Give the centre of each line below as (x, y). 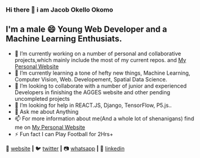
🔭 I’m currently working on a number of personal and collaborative (98, 53)
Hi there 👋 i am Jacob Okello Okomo (59, 10)
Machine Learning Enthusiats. (64, 39)
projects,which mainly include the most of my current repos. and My (100, 60)
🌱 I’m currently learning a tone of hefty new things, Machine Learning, (102, 73)
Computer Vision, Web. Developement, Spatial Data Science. (91, 79)
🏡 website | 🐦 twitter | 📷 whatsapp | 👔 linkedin (65, 148)
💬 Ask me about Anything (46, 111)
